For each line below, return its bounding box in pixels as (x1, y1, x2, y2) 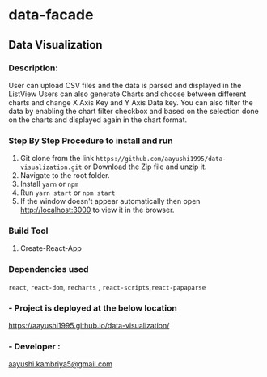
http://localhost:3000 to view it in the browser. (19, 205, 175, 215)
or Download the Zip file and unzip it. (83, 162, 207, 172)
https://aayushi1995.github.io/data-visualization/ (8, 321, 170, 331)
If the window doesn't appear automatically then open (19, 197, 201, 206)
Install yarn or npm (19, 180, 79, 189)
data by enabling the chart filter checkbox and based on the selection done (8, 106, 259, 116)
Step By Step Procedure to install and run (8, 135, 173, 146)
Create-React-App (19, 244, 83, 253)
